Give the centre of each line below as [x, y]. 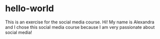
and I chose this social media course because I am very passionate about [80, 27]
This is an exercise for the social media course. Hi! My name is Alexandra [80, 22]
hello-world [30, 9]
